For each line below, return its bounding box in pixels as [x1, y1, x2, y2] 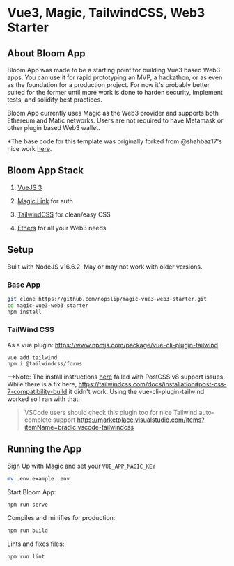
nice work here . [7, 145, 52, 152]
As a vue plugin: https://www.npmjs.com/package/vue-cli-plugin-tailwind [7, 340, 218, 349]
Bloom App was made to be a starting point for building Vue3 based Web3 [7, 66, 221, 74]
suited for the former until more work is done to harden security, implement [7, 88, 223, 96]
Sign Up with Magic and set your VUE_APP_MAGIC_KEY [7, 462, 156, 470]
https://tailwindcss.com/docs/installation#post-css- [78, 379, 227, 388]
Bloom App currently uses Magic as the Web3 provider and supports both [7, 109, 219, 117]
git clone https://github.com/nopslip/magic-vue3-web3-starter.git [7, 295, 208, 302]
